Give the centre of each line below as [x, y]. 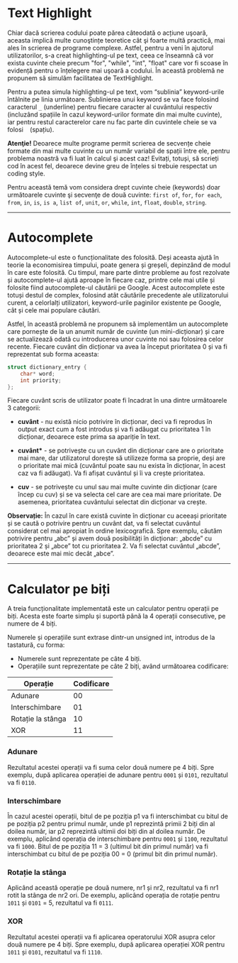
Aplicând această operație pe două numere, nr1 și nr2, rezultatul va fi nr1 [113, 888]
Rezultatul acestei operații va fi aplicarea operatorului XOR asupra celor [112, 937]
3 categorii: [24, 408]
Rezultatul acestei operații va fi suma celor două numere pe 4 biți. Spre [111, 767]
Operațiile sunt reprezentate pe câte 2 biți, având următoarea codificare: [123, 666]
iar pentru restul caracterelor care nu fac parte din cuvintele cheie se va [112, 121]
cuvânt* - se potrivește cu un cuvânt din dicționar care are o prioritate [121, 451]
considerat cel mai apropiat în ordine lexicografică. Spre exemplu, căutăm [115, 531]
